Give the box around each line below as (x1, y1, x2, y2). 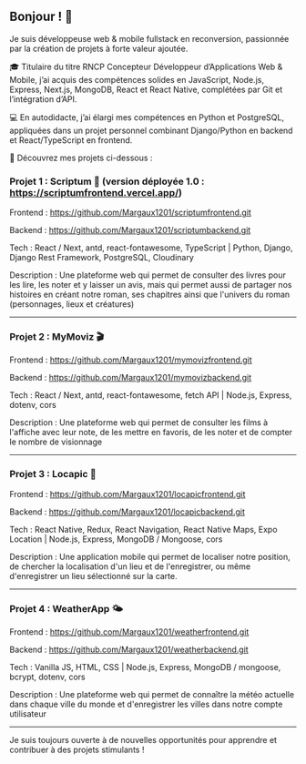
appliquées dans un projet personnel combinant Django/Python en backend (9, 125, 293, 136)
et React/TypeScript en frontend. (9, 134, 133, 146)
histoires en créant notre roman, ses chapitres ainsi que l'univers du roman (9, 289, 291, 301)
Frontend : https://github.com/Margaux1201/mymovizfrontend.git (9, 354, 252, 365)
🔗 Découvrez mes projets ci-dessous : (9, 152, 153, 163)
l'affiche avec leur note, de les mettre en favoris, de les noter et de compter (9, 427, 293, 438)
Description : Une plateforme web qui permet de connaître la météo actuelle (9, 689, 294, 699)
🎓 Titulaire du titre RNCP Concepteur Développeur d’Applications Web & (9, 61, 283, 72)
